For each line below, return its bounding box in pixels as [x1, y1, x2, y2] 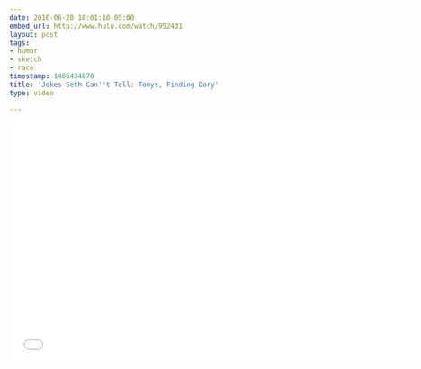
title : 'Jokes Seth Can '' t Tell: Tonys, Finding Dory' [9, 80, 219, 89]
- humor [9, 47, 39, 56]
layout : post [9, 30, 58, 39]
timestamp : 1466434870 [9, 72, 94, 81]
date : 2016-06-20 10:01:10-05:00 [9, 13, 135, 22]
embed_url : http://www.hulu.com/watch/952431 [9, 22, 183, 31]
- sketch [9, 55, 42, 64]
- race [9, 64, 34, 73]
